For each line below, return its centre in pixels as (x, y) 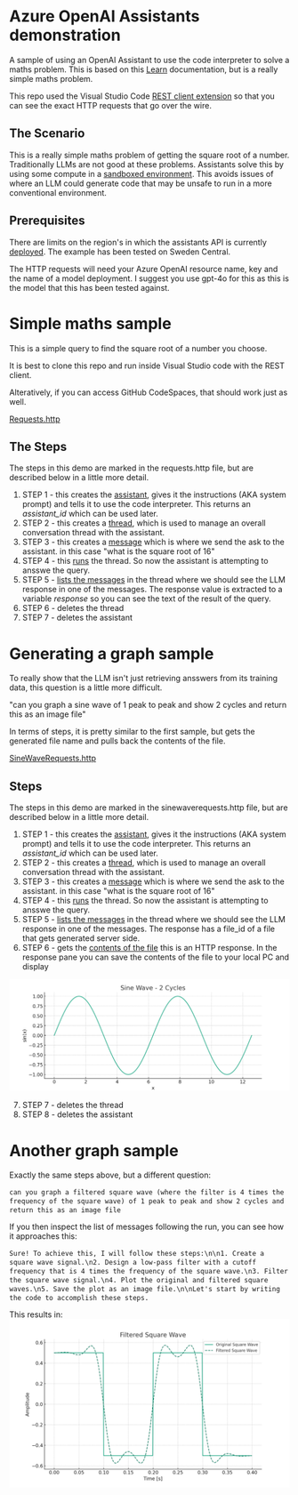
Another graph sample (94, 1150)
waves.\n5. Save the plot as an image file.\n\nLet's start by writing (145, 1290)
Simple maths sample (90, 323)
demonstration (65, 35)
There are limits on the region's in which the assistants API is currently (138, 242)
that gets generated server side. (81, 938)
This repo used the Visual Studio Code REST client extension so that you (142, 96)
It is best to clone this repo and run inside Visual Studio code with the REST (147, 366)
